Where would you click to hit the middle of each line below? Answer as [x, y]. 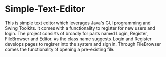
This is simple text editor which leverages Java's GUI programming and [78, 23]
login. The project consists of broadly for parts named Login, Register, [77, 33]
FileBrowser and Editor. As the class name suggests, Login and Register [78, 39]
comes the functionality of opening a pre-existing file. [60, 49]
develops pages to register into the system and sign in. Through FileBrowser [83, 44]
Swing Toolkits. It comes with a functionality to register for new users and [80, 28]
